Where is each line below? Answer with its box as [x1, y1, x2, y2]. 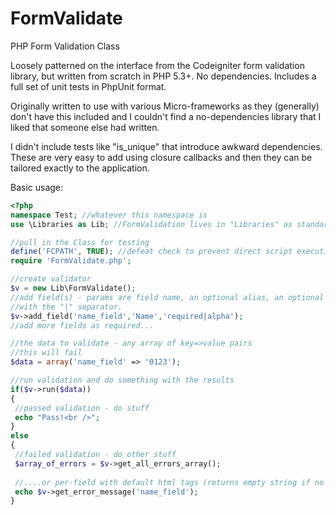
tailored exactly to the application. [10, 162, 150, 174]
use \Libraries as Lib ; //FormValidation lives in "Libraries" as [10, 219, 293, 229]
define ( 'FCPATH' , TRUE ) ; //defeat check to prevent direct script [10, 247, 293, 257]
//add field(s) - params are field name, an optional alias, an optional [10, 292, 325, 302]
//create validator [10, 274, 92, 284]
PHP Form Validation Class [10, 40, 120, 52]
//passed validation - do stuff [14, 403, 150, 413]
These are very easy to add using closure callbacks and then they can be [10, 151, 313, 163]
